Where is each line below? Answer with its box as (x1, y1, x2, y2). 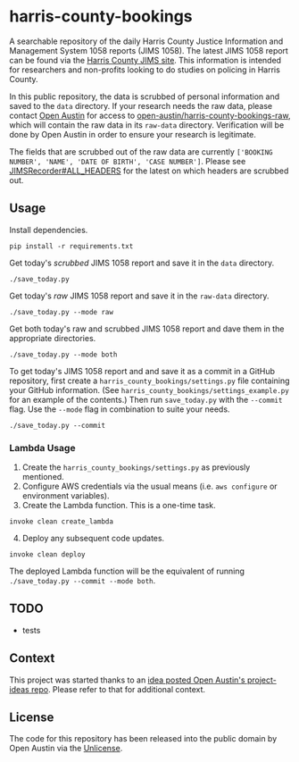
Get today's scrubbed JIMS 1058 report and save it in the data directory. (9, 257, 275, 268)
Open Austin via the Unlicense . (9, 743, 123, 754)
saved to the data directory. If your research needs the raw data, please (9, 100, 273, 111)
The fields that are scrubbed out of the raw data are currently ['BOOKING (9, 146, 274, 157)
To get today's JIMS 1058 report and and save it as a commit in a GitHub (9, 365, 275, 376)
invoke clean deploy (9, 550, 87, 559)
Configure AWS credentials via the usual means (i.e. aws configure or (21, 481, 278, 492)
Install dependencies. (9, 224, 88, 235)
